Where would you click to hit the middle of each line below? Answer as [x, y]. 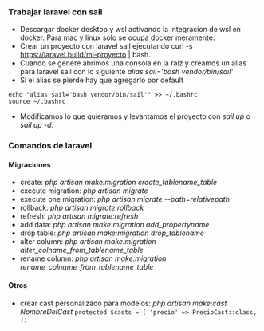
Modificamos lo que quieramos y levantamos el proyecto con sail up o [135, 116]
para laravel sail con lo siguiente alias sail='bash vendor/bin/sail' [126, 72]
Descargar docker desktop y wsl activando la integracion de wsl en [130, 30]
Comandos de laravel [50, 146]
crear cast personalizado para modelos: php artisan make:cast [123, 303]
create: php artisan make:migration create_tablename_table [118, 183]
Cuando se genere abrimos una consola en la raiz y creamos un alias [133, 63]
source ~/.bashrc [37, 102]
